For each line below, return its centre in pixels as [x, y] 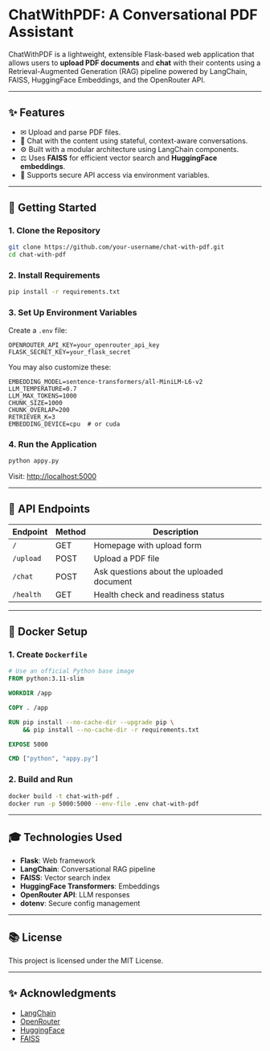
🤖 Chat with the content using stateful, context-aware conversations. [134, 140]
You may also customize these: [60, 367]
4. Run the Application [53, 444]
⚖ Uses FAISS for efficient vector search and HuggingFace [119, 158]
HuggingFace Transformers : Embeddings [90, 886]
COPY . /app [28, 707]
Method [71, 531]
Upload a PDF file [127, 558]
